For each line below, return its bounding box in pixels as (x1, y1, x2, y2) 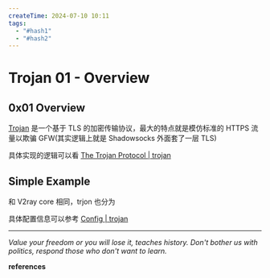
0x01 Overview (8, 101, 86, 114)
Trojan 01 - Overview (8, 69, 150, 87)
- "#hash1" (15, 27, 52, 35)
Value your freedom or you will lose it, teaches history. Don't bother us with (8, 238, 259, 247)
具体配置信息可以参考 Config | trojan (8, 214, 129, 224)
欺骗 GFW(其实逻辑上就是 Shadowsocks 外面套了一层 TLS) (22, 134, 217, 143)
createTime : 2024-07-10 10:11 (8, 11, 110, 20)
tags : (8, 19, 27, 27)
